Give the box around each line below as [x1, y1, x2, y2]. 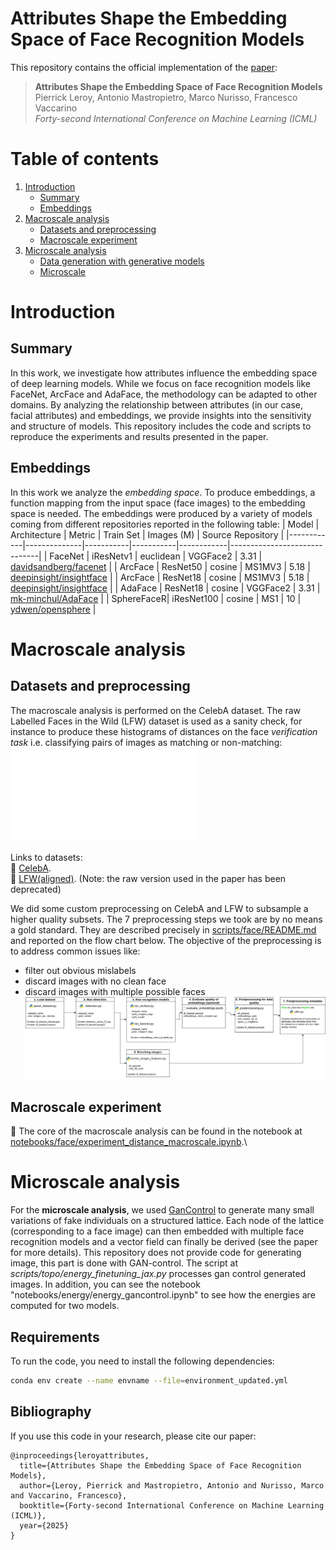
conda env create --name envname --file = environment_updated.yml [10, 1376, 288, 1386]
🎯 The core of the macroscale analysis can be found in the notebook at [10, 1125, 303, 1137]
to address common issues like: [10, 945, 141, 957]
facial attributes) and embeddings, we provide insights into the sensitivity [10, 409, 312, 421]
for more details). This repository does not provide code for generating [10, 1247, 302, 1259]
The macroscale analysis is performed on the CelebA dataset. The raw [10, 704, 302, 716]
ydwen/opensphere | [10, 603, 97, 615]
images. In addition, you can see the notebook [10, 1278, 201, 1291]
